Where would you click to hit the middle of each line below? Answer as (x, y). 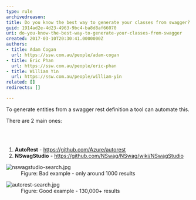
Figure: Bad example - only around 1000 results (78, 173)
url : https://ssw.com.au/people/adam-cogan (65, 55)
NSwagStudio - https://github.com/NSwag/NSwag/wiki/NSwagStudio (99, 156)
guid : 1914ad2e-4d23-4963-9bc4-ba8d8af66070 (61, 28)
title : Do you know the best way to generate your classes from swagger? (98, 22)
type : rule (19, 11)
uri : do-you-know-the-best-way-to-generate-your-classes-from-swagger (94, 33)
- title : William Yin (33, 71)
